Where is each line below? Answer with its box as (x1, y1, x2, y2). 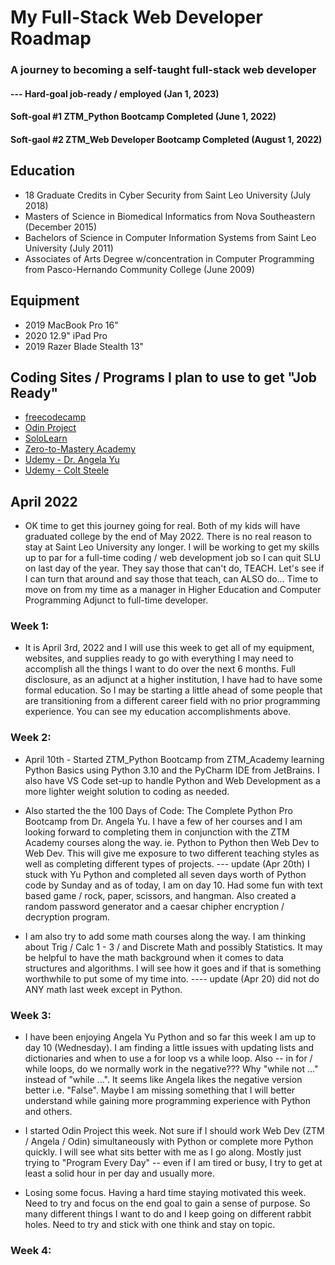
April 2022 (10, 493, 78, 510)
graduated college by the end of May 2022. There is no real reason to (24, 531, 312, 543)
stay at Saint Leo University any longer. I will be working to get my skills (24, 541, 320, 553)
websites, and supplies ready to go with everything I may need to (24, 652, 294, 665)
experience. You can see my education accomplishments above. (24, 706, 292, 718)
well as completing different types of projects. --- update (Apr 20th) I (24, 857, 310, 870)
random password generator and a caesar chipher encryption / (24, 900, 285, 912)
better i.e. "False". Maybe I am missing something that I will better (24, 1084, 296, 1096)
